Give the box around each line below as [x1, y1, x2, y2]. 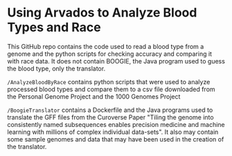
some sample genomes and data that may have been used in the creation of [7, 135, 224, 143]
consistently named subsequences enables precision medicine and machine [7, 120, 225, 128]
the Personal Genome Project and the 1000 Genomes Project [7, 92, 181, 101]
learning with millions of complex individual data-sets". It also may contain [7, 128, 219, 136]
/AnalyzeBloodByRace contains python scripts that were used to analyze [7, 77, 211, 86]
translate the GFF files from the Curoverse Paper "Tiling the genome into [7, 113, 214, 121]
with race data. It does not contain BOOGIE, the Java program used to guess [7, 57, 225, 65]
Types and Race [7, 19, 102, 35]
